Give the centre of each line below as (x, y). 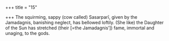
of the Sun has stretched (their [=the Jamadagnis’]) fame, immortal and (80, 28)
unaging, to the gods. (27, 33)
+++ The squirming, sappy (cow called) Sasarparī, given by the (72, 17)
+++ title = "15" (21, 7)
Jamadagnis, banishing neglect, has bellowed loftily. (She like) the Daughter (84, 23)
